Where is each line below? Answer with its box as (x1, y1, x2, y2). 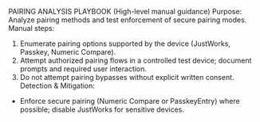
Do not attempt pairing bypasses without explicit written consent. (19, 73, 234, 82)
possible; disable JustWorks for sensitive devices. (19, 105, 185, 114)
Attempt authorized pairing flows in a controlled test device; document (19, 55, 252, 65)
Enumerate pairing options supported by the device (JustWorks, (19, 39, 231, 48)
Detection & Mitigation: (19, 81, 96, 90)
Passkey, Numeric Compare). (19, 48, 116, 56)
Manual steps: (8, 24, 55, 32)
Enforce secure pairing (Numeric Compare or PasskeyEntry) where (19, 97, 241, 105)
